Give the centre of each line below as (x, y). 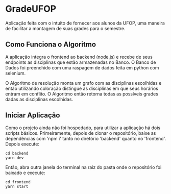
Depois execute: (22, 144)
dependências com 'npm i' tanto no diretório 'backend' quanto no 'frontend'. (86, 138)
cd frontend (18, 182)
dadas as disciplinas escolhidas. (39, 99)
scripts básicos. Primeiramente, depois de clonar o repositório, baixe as (81, 133)
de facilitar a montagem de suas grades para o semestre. (66, 28)
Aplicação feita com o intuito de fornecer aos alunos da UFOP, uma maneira (85, 23)
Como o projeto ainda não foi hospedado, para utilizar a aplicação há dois (83, 128)
